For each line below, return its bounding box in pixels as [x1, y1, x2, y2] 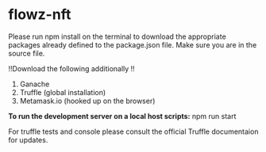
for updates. [8, 135, 48, 144]
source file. [8, 48, 45, 58]
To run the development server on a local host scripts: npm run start [8, 111, 237, 120]
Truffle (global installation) [19, 87, 106, 97]
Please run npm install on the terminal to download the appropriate [8, 32, 226, 41]
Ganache [19, 79, 50, 89]
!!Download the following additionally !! [8, 63, 135, 73]
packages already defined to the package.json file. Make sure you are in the [8, 40, 257, 49]
